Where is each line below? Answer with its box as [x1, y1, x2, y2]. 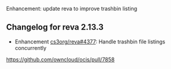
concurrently [14, 44, 46, 51]
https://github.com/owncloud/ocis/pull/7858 [6, 56, 115, 63]
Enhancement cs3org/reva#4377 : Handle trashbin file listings [14, 38, 166, 45]
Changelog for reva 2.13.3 [6, 22, 104, 32]
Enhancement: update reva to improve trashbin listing [6, 5, 138, 12]
